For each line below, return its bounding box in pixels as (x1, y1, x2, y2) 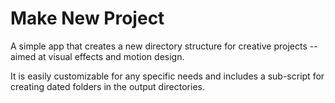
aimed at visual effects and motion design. (10, 50, 185, 62)
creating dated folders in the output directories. (10, 80, 205, 92)
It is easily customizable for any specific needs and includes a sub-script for (10, 70, 325, 82)
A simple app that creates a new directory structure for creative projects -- (10, 40, 318, 52)
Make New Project (10, 7, 165, 30)
